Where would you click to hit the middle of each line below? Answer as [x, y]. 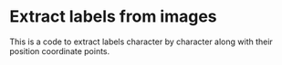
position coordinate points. [60, 51]
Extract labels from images [113, 17]
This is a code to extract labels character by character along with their [141, 42]
